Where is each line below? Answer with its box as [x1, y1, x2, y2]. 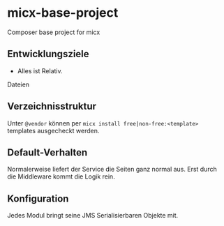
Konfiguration [7, 193, 69, 204]
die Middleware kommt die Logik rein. [7, 172, 115, 181]
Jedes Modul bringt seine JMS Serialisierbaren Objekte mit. [7, 211, 179, 220]
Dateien [7, 80, 30, 89]
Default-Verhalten [7, 146, 88, 158]
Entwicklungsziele [7, 48, 89, 60]
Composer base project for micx [7, 28, 100, 36]
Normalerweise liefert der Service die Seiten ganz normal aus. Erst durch [7, 165, 218, 174]
